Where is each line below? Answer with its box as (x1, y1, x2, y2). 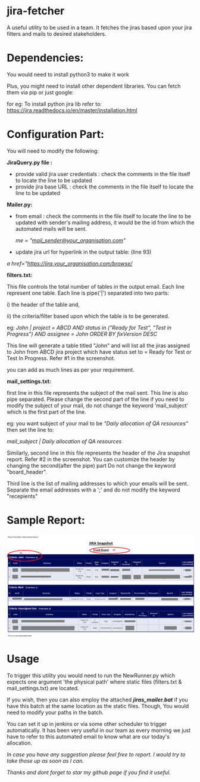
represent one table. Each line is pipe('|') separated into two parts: (7, 289, 169, 296)
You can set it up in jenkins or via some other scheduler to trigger (7, 720, 167, 727)
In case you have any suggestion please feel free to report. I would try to (7, 750, 186, 758)
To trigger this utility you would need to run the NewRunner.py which (7, 672, 175, 679)
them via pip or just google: (7, 88, 74, 96)
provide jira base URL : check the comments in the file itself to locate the (15, 183, 194, 190)
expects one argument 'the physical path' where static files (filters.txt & (7, 678, 182, 685)
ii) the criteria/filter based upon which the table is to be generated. (7, 312, 170, 320)
